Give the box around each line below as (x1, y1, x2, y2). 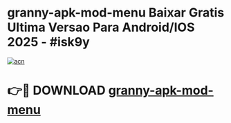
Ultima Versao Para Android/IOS (7, 19, 195, 35)
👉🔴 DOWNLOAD (7, 83, 106, 98)
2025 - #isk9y (7, 35, 90, 50)
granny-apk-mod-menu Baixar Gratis (7, 5, 225, 21)
